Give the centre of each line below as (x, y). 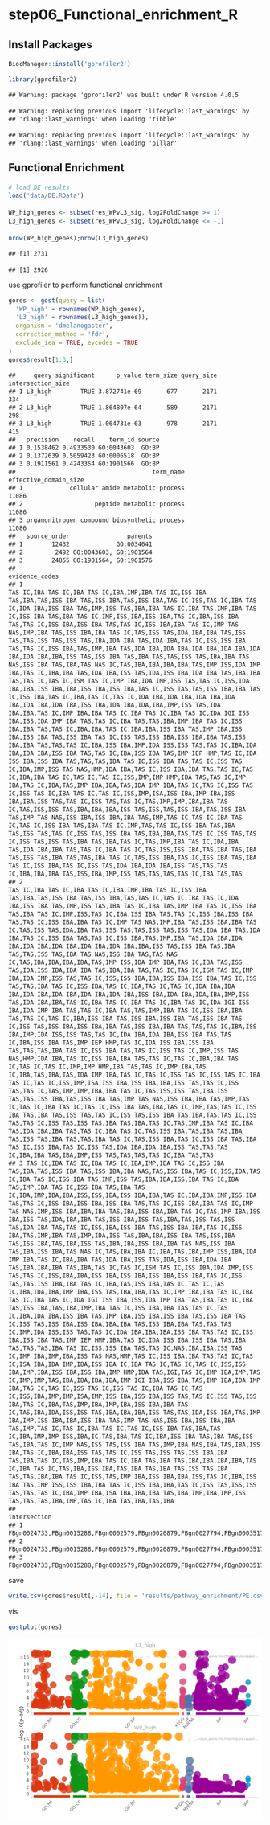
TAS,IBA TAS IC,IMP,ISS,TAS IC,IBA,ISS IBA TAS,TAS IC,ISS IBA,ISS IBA (131, 914)
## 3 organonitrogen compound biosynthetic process (96, 520)
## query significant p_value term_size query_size (113, 375)
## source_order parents (80, 536)
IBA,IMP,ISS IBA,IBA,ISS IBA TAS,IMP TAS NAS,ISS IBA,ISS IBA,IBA (122, 1421)
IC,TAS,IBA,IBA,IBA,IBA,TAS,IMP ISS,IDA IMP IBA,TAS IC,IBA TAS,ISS (125, 962)
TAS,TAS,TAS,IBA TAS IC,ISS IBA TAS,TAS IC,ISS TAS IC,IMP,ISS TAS (124, 1051)
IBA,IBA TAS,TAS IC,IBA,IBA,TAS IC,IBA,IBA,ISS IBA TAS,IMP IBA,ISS (125, 729)
